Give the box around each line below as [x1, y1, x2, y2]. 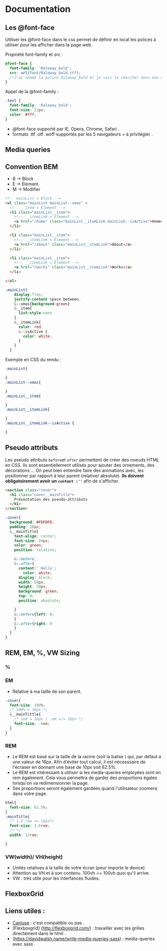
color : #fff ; [9, 112, 37, 117]
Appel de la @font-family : [5, 89, 59, 95]
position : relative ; [14, 547, 57, 552]
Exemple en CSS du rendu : [5, 357, 61, 363]
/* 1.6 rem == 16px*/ [9, 818, 55, 824]
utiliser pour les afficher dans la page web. [5, 42, 93, 48]
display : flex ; [14, 292, 43, 297]
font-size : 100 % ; [9, 702, 46, 708]
